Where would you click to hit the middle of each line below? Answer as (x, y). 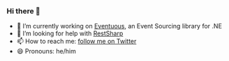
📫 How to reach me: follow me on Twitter (76, 42)
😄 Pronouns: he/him (46, 51)
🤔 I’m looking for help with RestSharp (70, 33)
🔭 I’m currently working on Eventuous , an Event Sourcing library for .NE (119, 26)
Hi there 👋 (24, 11)
